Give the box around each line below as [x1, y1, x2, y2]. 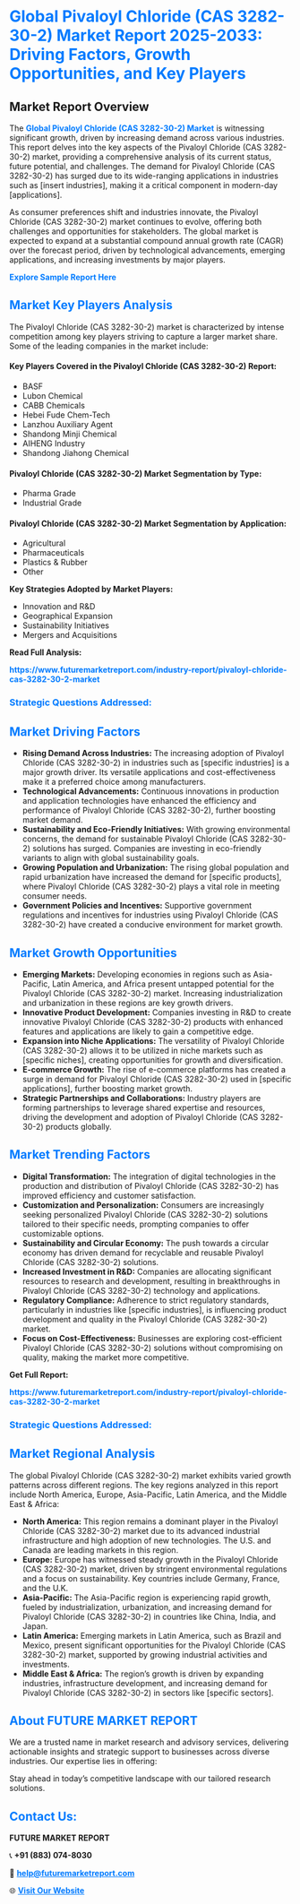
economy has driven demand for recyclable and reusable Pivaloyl [21, 1247, 264, 1258]
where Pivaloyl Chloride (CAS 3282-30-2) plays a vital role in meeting [21, 881, 280, 892]
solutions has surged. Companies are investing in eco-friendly [32, 843, 262, 854]
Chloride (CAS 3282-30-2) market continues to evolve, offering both [9, 217, 262, 227]
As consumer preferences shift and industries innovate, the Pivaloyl [9, 207, 259, 217]
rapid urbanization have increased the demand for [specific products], [21, 872, 282, 883]
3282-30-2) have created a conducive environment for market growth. [21, 919, 284, 930]
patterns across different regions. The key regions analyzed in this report [9, 1479, 279, 1490]
